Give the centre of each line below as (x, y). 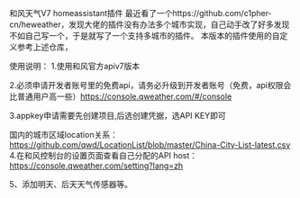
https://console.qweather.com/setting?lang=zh (96, 166)
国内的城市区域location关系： (64, 135)
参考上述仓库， (45, 47)
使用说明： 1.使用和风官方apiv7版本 (75, 66)
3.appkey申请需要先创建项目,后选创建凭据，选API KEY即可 (118, 116)
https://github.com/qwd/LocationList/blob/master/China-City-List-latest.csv (150, 145)
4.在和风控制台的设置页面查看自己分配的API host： (104, 155)
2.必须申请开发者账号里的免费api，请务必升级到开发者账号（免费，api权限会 (150, 85)
